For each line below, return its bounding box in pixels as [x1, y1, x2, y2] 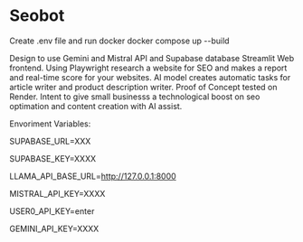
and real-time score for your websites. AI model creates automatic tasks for [9, 71, 291, 82]
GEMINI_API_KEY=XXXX [9, 223, 99, 234]
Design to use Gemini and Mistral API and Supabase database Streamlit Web [9, 52, 295, 63]
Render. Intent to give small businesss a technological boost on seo [9, 91, 260, 102]
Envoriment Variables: [9, 118, 91, 129]
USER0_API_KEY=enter [9, 205, 95, 217]
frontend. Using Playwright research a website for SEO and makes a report [9, 62, 288, 73]
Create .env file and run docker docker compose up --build [9, 35, 230, 46]
